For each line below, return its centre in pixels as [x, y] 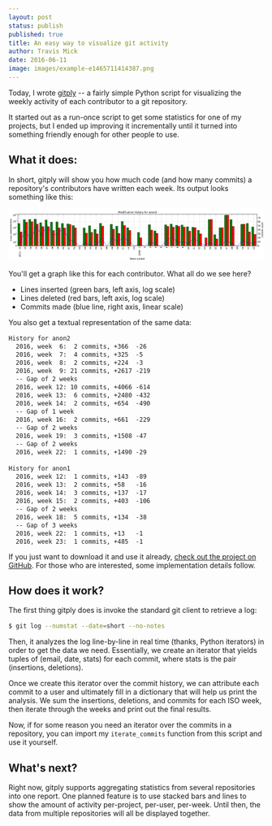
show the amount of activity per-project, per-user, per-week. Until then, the [135, 805]
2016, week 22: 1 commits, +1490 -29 [82, 452]
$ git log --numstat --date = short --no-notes [86, 626]
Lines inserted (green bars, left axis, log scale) [98, 289]
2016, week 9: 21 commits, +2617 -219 [83, 371]
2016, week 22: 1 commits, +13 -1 [80, 533]
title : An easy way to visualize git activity [89, 43]
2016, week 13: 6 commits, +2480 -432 [83, 395]
